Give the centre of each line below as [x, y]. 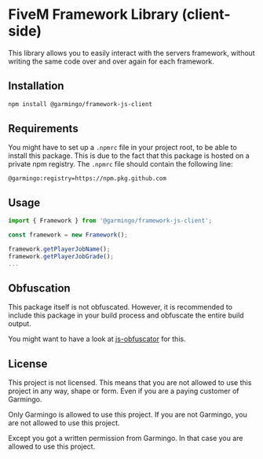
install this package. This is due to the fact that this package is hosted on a [129, 156]
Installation [36, 86]
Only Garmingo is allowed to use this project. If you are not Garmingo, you [128, 415]
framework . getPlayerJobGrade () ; [61, 256]
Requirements [43, 129]
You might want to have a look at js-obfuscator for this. [97, 339]
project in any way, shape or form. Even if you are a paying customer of [124, 391]
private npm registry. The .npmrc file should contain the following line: [121, 164]
